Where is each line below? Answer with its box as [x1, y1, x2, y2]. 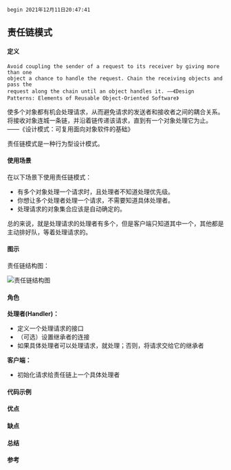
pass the [7, 81, 32, 88]
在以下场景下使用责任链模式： [7, 172, 91, 181]
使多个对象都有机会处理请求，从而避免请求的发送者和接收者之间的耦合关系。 [7, 107, 224, 115]
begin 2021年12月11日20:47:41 [7, 6, 91, 13]
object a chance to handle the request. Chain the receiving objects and [7, 75, 223, 82]
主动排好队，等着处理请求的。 [7, 227, 91, 236]
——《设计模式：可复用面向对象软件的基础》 [7, 124, 134, 133]
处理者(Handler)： [7, 310, 60, 318]
